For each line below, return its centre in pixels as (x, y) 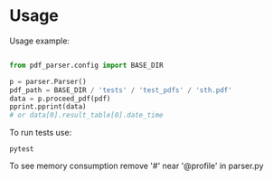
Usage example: (40, 41)
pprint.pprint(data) (48, 107)
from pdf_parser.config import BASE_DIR (87, 65)
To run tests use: (41, 133)
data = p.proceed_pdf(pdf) (60, 99)
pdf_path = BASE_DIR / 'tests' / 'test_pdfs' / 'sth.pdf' (121, 90)
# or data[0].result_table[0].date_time (87, 115)
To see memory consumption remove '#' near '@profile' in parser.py (136, 166)
